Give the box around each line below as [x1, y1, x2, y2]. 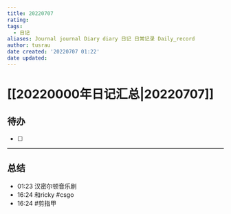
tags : [7, 23, 23, 29]
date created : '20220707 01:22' [7, 49, 100, 56]
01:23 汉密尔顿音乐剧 [16, 182, 77, 190]
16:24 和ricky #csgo [16, 190, 74, 199]
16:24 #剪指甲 [16, 199, 57, 207]
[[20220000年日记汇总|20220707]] [7, 86, 214, 102]
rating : [7, 16, 30, 23]
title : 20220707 [7, 10, 54, 17]
